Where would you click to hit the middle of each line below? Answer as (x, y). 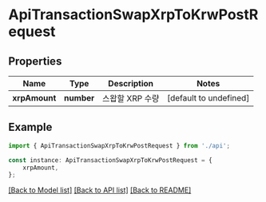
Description (131, 83)
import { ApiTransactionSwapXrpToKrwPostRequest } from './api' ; (119, 145)
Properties (35, 61)
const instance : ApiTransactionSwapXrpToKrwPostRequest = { (111, 160)
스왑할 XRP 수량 (131, 99)
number (79, 98)
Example (30, 127)
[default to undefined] (208, 98)
